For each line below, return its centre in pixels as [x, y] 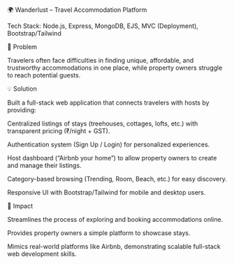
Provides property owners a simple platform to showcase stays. [99, 233]
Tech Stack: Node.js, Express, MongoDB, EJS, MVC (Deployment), [103, 26]
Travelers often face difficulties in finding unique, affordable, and [101, 60]
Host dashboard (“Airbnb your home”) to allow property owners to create [112, 158]
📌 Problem [22, 47]
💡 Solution [22, 89]
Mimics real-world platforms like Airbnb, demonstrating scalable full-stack [114, 247]
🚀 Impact [20, 206]
